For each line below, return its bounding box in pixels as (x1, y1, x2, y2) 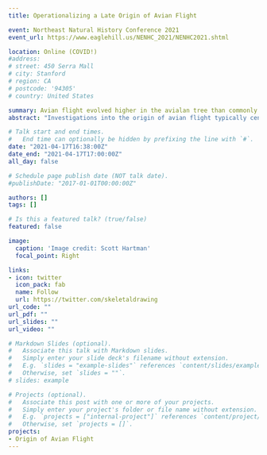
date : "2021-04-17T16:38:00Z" (8, 143, 109, 151)
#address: (8, 55, 41, 64)
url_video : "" (8, 325, 56, 334)
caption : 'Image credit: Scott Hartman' (15, 244, 151, 253)
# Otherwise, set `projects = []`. (8, 420, 133, 429)
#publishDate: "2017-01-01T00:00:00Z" (8, 179, 137, 187)
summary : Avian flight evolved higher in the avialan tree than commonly (8, 106, 258, 114)
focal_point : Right (15, 252, 80, 260)
